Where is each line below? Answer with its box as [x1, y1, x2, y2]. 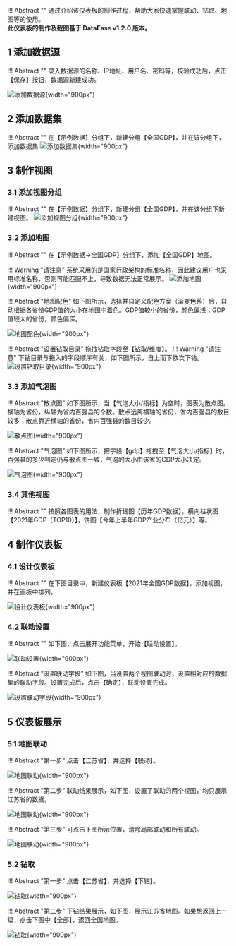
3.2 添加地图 [7, 233, 50, 243]
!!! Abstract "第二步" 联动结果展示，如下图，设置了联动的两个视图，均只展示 [7, 786, 228, 794]
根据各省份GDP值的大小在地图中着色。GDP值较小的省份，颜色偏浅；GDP [13, 306, 225, 314]
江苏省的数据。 [7, 795, 51, 803]
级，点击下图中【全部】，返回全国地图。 [7, 916, 122, 924]
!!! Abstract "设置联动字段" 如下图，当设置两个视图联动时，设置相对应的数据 [7, 669, 228, 678]
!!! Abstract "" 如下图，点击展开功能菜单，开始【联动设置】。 [7, 640, 181, 648]
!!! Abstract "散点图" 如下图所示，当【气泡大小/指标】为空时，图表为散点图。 [7, 398, 230, 407]
